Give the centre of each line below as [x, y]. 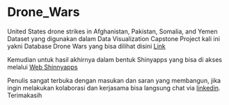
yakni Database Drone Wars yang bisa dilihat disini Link [86, 46]
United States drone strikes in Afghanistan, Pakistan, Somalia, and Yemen [112, 31]
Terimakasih [25, 95]
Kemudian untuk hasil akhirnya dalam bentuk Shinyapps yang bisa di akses [115, 59]
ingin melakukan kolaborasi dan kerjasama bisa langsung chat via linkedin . [114, 88]
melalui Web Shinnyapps [42, 67]
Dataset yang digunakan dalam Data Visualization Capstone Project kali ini [114, 38]
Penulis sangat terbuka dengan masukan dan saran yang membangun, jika [114, 80]
